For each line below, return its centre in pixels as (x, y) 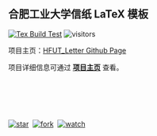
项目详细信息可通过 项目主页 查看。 (66, 67)
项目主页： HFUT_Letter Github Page (67, 50)
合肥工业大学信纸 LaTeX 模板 (78, 14)
